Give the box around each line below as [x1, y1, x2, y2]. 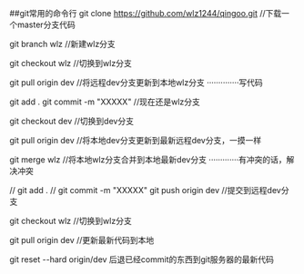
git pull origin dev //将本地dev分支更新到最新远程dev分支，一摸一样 [9, 135, 262, 145]
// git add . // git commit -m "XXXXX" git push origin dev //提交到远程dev [9, 185, 282, 195]
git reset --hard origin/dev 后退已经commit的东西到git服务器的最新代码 [9, 254, 275, 265]
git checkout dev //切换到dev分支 [9, 116, 135, 126]
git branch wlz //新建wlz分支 [9, 39, 116, 49]
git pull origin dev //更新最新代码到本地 [9, 235, 155, 245]
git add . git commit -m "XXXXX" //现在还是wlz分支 [9, 96, 200, 107]
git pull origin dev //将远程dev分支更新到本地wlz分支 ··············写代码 [9, 77, 264, 88]
